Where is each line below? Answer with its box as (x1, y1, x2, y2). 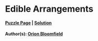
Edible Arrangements (5, 3, 94, 15)
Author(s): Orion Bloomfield (5, 31, 63, 37)
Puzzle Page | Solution (5, 20, 52, 25)
